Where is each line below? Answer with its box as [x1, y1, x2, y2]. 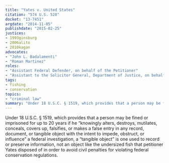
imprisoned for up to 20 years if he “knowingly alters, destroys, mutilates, [5, 120, 157, 126]
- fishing [5, 82, 26, 87]
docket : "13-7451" [5, 17, 44, 22]
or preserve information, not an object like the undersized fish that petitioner [5, 141, 163, 147]
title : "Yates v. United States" [5, 7, 75, 13]
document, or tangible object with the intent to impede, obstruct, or [5, 131, 145, 137]
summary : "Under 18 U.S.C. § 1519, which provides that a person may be [5, 101, 161, 106]
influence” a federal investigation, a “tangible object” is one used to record [5, 136, 160, 142]
